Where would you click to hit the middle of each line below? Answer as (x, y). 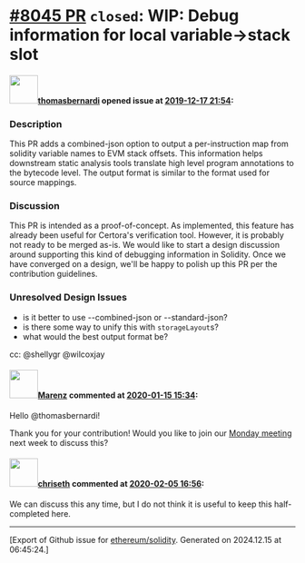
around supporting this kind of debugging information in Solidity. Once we (148, 254)
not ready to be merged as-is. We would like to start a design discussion (144, 245)
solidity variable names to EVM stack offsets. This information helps (136, 153)
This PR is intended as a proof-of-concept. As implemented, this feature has (152, 226)
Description (36, 123)
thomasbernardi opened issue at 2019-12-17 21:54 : (136, 100)
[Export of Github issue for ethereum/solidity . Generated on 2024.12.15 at (146, 540)
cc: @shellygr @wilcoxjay (57, 354)
